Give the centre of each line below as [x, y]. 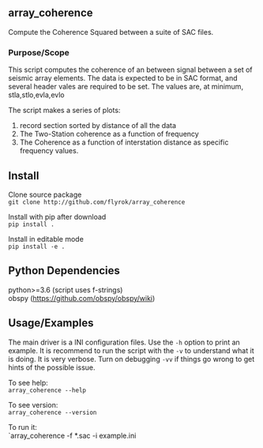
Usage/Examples [51, 323]
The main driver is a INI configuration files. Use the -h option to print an [124, 342]
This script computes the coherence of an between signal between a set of [130, 70]
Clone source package [45, 194]
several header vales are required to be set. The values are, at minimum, [126, 87]
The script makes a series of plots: [64, 111]
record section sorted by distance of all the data [98, 126]
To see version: [33, 405]
